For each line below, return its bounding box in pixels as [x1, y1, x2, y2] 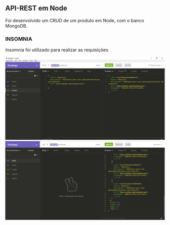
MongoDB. [5, 23, 28, 29]
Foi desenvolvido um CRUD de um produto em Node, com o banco [5, 17, 144, 23]
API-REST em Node [5, 4, 67, 13]
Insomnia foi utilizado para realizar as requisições [5, 47, 109, 53]
